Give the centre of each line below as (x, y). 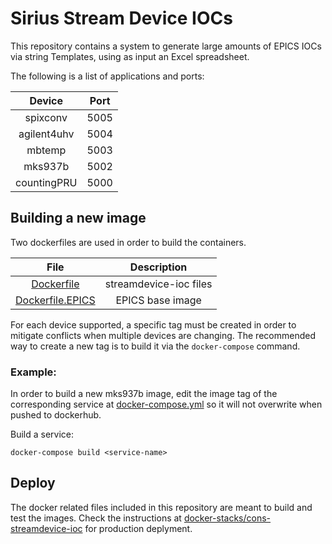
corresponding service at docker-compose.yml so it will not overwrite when (166, 404)
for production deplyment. (138, 528)
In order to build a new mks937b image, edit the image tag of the (144, 394)
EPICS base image (158, 300)
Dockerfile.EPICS (55, 300)
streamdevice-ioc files (158, 284)
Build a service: (42, 434)
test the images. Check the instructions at (96, 518)
